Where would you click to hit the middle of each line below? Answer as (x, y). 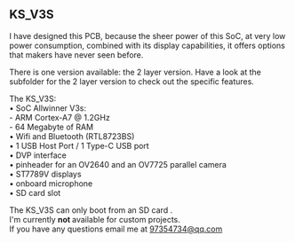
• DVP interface (38, 155)
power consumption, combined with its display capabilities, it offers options (147, 45)
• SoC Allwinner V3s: (48, 108)
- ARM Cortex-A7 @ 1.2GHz (60, 117)
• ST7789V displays (45, 174)
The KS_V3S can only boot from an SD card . (91, 210)
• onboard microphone (51, 183)
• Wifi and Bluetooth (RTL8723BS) (72, 136)
